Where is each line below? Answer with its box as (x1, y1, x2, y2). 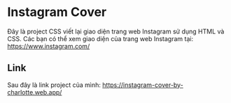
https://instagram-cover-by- (102, 81, 183, 89)
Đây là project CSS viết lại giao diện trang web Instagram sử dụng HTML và (7, 27, 225, 35)
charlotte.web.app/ (7, 88, 62, 96)
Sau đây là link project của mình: (7, 81, 101, 89)
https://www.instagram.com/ (7, 42, 90, 50)
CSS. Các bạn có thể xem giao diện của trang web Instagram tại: (7, 34, 194, 42)
